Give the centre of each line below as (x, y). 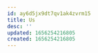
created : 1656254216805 (41, 39)
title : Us (21, 20)
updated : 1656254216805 (41, 33)
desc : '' (20, 26)
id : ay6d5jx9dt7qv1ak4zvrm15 (49, 13)
